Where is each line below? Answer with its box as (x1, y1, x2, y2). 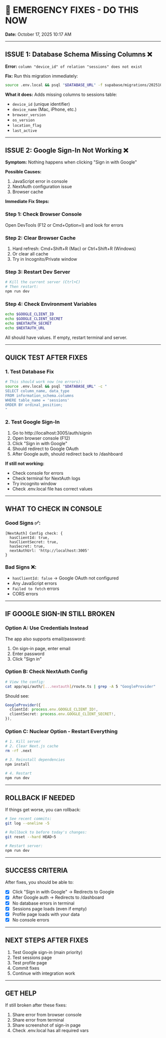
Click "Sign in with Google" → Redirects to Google (12, 889, 115, 895)
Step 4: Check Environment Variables (5, 300, 97, 307)
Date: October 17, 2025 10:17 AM (5, 31, 72, 37)
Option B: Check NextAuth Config (5, 668, 88, 675)
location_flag (12, 123, 41, 128)
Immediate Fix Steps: (5, 199, 49, 205)
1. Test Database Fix (5, 368, 54, 375)
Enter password (12, 651, 44, 657)
